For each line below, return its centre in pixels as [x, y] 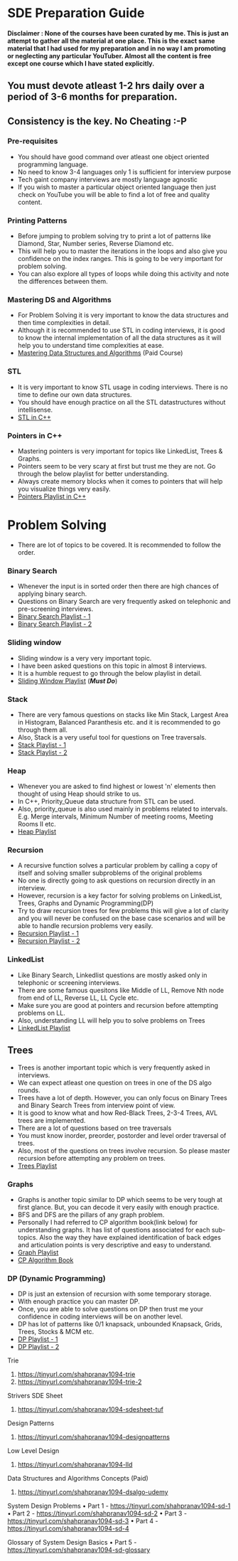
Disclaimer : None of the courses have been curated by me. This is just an [118, 33]
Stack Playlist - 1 [42, 745]
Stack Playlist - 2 [42, 752]
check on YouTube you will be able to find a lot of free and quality [114, 194]
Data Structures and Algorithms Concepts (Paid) [78, 1479]
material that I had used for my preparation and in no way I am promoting [117, 48]
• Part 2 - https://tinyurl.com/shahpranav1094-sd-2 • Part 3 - [97, 1513]
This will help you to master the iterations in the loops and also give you [122, 251]
